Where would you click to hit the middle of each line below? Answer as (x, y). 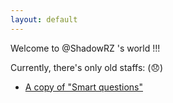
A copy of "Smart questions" (83, 87)
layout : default (44, 19)
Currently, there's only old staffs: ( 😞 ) (87, 67)
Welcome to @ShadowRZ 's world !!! (85, 48)
